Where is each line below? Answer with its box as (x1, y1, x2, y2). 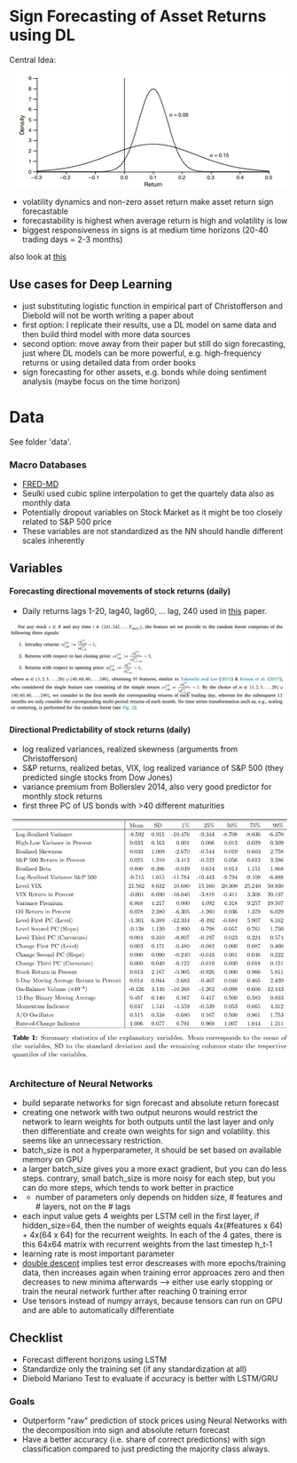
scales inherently (21, 535, 85, 546)
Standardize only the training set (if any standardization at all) (21, 1364, 247, 1374)
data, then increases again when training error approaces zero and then (21, 1267, 285, 1278)
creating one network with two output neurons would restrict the (21, 1107, 259, 1118)
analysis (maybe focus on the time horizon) (21, 375, 181, 387)
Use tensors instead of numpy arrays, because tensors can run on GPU (21, 1295, 284, 1306)
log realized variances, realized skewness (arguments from (21, 743, 238, 755)
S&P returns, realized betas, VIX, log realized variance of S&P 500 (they (21, 763, 284, 774)
